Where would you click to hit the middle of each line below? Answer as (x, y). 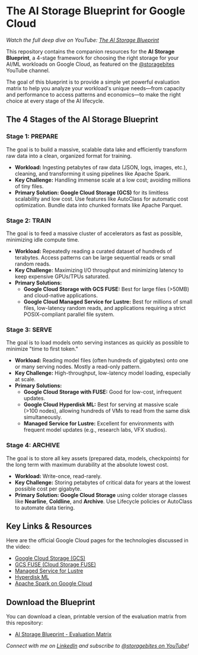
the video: (18, 547)
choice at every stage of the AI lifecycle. (55, 101)
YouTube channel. (28, 70)
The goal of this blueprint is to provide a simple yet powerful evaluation (93, 82)
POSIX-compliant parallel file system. (69, 314)
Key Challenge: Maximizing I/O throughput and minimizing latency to (99, 270)
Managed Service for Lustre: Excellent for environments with (99, 423)
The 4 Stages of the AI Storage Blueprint (82, 120)
